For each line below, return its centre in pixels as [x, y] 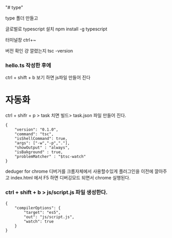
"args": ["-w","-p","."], [42, 143]
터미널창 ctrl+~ [21, 40]
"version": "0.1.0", [36, 130]
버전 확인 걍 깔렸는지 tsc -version [39, 51]
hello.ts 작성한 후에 [28, 65]
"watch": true [39, 221]
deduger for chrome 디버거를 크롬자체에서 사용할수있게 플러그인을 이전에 [79, 171]
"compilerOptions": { [37, 208]
